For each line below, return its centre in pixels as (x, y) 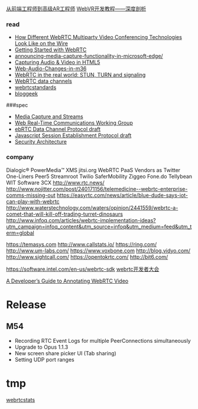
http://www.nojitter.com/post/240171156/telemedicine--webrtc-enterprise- (97, 189)
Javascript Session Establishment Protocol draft (73, 135)
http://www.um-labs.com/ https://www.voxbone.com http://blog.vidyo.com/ (98, 251)
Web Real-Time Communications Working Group (74, 123)
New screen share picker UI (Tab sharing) (65, 353)
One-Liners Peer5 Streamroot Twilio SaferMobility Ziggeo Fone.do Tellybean (99, 176)
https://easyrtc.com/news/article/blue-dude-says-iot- (122, 195)
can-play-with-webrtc (33, 201)
